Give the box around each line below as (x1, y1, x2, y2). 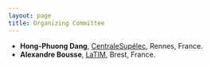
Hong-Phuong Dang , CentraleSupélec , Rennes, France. (19, 41, 203, 50)
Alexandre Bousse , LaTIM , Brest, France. (19, 49, 156, 59)
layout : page (8, 11, 52, 20)
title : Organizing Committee (8, 19, 105, 27)
